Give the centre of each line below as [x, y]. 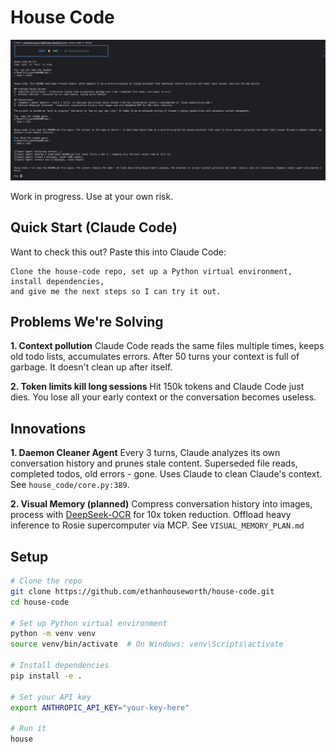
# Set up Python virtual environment [89, 623]
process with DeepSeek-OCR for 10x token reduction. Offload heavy [151, 515]
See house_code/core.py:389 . [70, 485]
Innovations [48, 428]
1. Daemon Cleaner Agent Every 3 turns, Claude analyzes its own [145, 453]
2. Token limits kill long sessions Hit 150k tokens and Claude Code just [157, 387]
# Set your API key [51, 697]
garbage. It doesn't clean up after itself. [91, 367]
